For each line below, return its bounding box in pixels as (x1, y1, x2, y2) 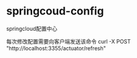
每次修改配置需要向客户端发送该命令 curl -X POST (6, 37, 132, 45)
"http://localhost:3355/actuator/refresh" (6, 44, 106, 52)
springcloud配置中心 (6, 25, 58, 32)
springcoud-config (6, 4, 104, 18)
